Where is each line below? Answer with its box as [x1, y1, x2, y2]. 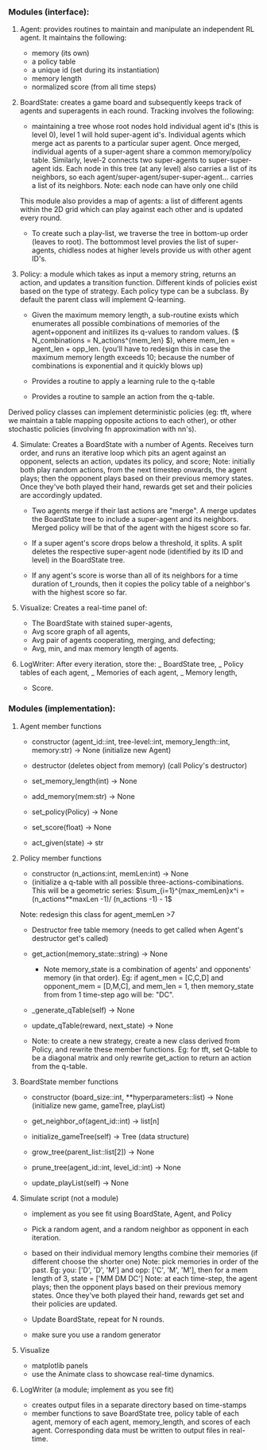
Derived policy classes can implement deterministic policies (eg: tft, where [8, 407, 252, 417]
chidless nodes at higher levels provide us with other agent [58, 245, 252, 255]
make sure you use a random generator [31, 1330, 161, 1339]
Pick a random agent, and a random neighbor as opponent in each [31, 1224, 249, 1233]
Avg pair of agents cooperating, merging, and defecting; [31, 636, 216, 645]
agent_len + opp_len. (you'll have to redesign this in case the [31, 344, 230, 354]
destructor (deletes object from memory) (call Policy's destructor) [31, 760, 248, 770]
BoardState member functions [19, 1076, 119, 1086]
